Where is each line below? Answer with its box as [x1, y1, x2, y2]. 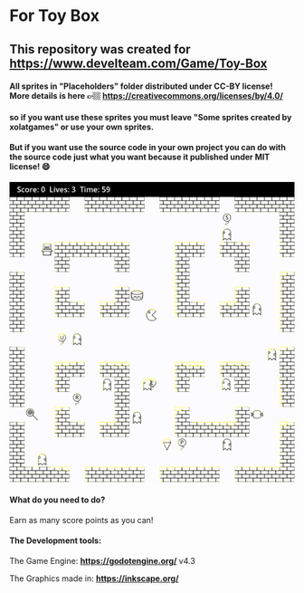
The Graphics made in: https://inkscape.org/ [9, 572, 179, 584]
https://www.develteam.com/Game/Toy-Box [9, 55, 268, 71]
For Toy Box [9, 5, 100, 26]
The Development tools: [9, 535, 102, 546]
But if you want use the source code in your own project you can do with [9, 142, 287, 153]
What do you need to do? [9, 494, 106, 505]
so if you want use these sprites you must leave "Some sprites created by [9, 111, 292, 122]
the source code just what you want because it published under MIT [9, 151, 271, 163]
